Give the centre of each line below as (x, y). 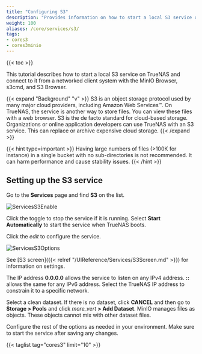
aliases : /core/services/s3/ (43, 29)
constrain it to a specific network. (47, 290)
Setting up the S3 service (55, 180)
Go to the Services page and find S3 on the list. (66, 195)
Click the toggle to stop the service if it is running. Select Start (84, 218)
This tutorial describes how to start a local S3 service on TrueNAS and (93, 74)
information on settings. (36, 266)
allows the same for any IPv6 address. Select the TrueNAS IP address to (96, 284)
